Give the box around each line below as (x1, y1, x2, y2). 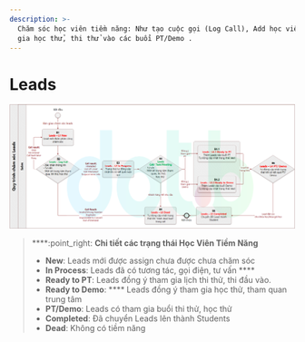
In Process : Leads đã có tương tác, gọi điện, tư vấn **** (44, 265, 256, 276)
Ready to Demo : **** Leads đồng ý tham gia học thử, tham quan (44, 284, 288, 295)
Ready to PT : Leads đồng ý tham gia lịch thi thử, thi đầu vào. (44, 275, 272, 286)
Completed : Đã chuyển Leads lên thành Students (44, 313, 231, 324)
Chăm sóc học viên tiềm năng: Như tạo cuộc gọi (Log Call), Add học (17, 24, 282, 34)
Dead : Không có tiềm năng (44, 323, 146, 334)
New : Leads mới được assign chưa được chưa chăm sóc (44, 255, 256, 267)
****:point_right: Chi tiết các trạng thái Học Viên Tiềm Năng (31, 238, 259, 249)
